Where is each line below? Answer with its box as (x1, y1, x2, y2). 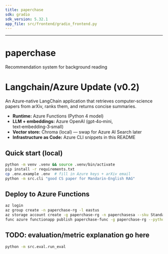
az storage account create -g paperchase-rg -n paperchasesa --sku (5, 212, 149, 217)
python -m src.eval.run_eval (5, 244, 66, 249)
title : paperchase (5, 7, 43, 12)
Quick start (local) (5, 148, 63, 157)
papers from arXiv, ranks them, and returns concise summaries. (5, 103, 136, 109)
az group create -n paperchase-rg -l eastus (5, 208, 99, 213)
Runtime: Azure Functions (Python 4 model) (12, 113, 104, 119)
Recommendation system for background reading (5, 64, 107, 70)
